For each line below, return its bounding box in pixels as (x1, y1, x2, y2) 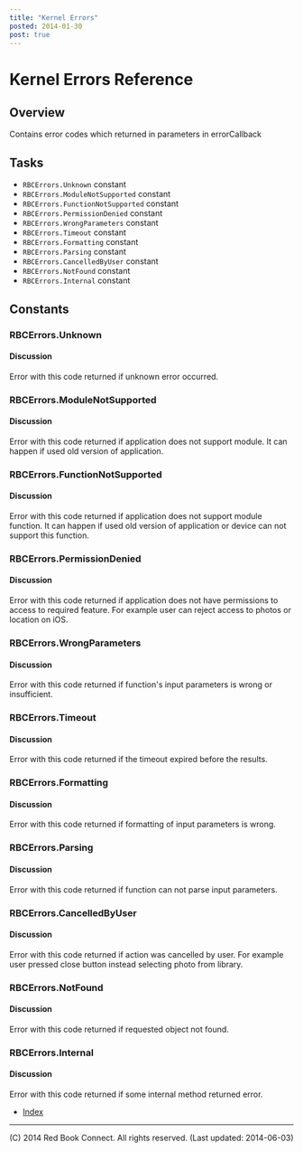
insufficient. (9, 689, 53, 700)
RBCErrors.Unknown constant (22, 179, 126, 190)
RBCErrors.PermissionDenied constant (22, 208, 163, 219)
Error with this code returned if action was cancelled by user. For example (9, 949, 284, 959)
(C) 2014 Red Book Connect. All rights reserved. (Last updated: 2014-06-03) (9, 1132, 295, 1143)
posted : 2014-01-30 (9, 22, 83, 31)
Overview (9, 105, 66, 120)
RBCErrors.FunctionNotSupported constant (22, 198, 179, 209)
